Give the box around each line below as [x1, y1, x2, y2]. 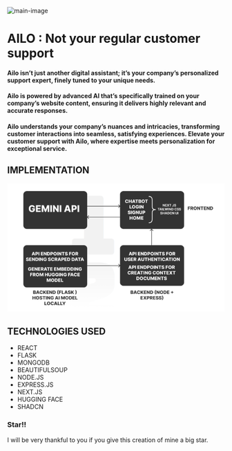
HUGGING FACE [17, 395, 64, 404]
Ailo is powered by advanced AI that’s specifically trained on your [7, 92, 200, 100]
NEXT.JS [17, 388, 43, 396]
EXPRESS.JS [17, 380, 54, 389]
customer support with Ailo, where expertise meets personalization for [7, 137, 215, 145]
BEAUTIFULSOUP [17, 366, 68, 374]
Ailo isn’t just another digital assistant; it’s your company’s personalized [7, 68, 219, 77]
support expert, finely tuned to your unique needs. [7, 76, 156, 84]
